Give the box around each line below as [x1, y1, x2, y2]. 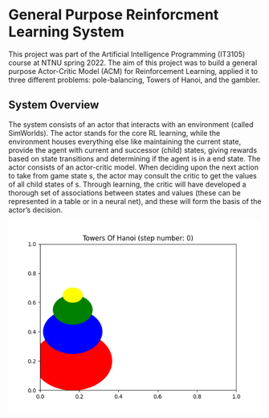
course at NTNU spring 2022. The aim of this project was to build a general [8, 58, 258, 68]
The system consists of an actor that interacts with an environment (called [8, 119, 254, 129]
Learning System [8, 23, 124, 41]
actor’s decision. [8, 205, 63, 215]
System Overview [8, 98, 100, 112]
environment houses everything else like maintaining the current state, [8, 137, 242, 146]
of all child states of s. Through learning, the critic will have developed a [8, 179, 247, 189]
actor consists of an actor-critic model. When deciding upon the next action [8, 162, 259, 172]
